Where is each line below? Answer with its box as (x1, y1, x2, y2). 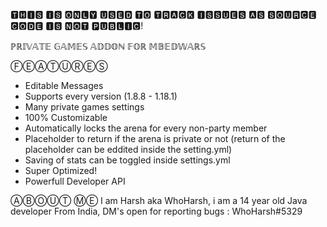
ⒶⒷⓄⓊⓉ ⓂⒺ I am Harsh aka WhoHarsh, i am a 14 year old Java (10, 195, 308, 206)
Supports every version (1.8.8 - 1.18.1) (24, 90, 178, 102)
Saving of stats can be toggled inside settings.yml (24, 154, 231, 166)
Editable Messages (24, 80, 104, 91)
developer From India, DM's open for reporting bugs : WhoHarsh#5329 (10, 205, 303, 217)
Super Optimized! (24, 165, 98, 176)
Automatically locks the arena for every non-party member (24, 122, 268, 134)
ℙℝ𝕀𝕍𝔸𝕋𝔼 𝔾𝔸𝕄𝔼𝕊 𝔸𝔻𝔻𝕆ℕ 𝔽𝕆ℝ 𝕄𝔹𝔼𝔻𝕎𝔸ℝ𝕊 (10, 40, 207, 52)
